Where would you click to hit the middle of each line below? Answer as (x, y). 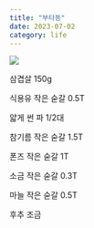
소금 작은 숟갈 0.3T (43, 176)
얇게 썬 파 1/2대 (37, 118)
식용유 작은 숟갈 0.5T (47, 98)
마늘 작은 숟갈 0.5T (43, 195)
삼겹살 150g (31, 79)
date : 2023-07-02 (42, 26)
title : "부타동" (37, 18)
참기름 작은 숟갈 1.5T (47, 137)
